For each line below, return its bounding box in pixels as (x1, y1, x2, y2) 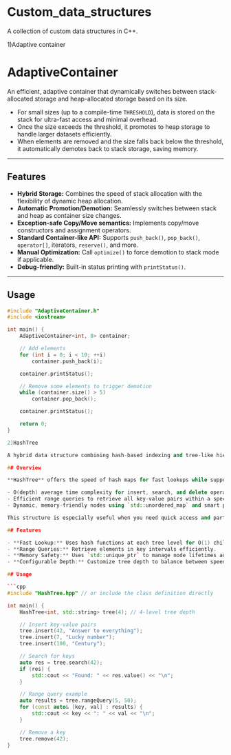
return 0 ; (19, 421, 48, 427)
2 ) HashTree (7, 439, 38, 446)
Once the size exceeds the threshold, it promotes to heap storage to (16, 122, 210, 131)
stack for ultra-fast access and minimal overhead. (16, 115, 159, 123)
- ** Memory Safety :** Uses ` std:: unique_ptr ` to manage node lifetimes (7, 552, 217, 559)
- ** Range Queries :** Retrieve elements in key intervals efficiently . (7, 545, 217, 552)
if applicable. (16, 255, 54, 263)
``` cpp (7, 583, 26, 590)
